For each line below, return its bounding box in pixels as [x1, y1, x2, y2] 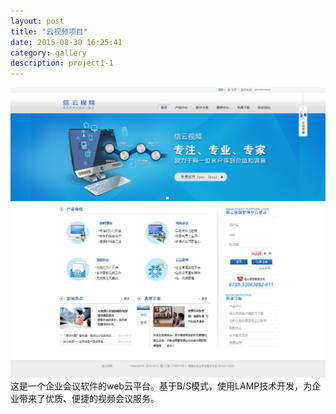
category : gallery [10, 48, 87, 58]
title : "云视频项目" [10, 26, 88, 37]
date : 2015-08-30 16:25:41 [10, 37, 123, 47]
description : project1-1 [10, 58, 114, 69]
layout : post [10, 16, 65, 26]
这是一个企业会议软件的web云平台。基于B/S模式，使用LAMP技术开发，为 [10, 380, 313, 392]
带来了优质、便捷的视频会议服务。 [18, 393, 160, 405]
